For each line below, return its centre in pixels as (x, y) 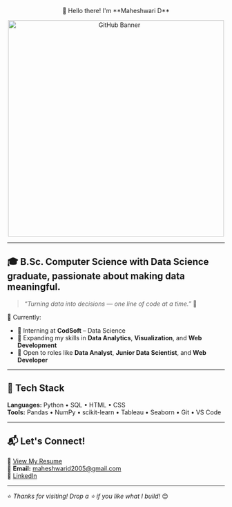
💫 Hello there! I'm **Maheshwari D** (116, 11)
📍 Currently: (24, 317)
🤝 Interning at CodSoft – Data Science (71, 330)
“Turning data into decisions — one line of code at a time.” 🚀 (110, 304)
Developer (32, 360)
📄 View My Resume (35, 461)
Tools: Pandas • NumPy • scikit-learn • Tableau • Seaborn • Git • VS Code (114, 412)
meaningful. (34, 287)
